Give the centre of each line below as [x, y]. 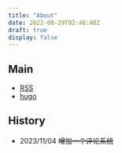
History [27, 121]
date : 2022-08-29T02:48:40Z [54, 23]
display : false [33, 37]
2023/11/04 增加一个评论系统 [67, 140]
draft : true [28, 30]
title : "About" [33, 15]
